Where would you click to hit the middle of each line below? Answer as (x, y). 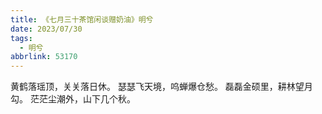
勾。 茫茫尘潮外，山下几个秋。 (73, 99)
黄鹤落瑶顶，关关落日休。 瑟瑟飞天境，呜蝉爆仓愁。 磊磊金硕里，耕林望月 (161, 87)
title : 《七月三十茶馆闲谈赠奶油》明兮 (82, 19)
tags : (21, 38)
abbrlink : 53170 (44, 57)
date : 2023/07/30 (46, 29)
